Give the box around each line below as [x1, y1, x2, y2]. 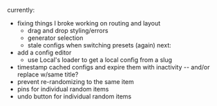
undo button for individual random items [17, 92, 132, 100]
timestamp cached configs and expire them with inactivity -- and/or [17, 63, 210, 71]
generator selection [27, 34, 84, 42]
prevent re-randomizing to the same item [17, 78, 135, 85]
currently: [7, 6, 35, 14]
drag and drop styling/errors [27, 27, 108, 34]
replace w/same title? [17, 70, 79, 78]
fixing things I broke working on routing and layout [17, 19, 161, 27]
